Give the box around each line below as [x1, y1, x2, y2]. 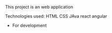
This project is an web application [5, 4, 74, 10]
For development [12, 22, 47, 28]
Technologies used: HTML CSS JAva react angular [5, 13, 108, 19]
